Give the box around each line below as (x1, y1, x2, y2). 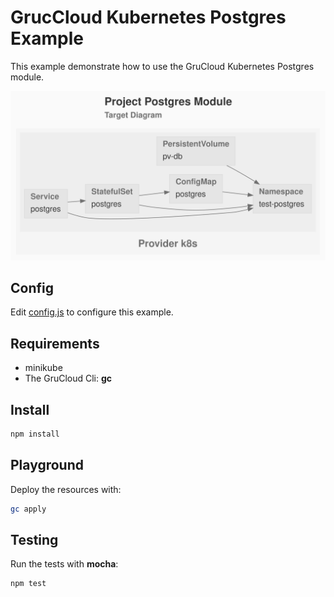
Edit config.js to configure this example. (10, 306, 174, 318)
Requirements (10, 335, 100, 352)
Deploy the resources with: (10, 483, 122, 495)
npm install (10, 429, 60, 440)
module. (10, 71, 45, 83)
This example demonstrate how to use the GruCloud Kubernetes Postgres (10, 60, 315, 72)
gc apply (10, 504, 47, 514)
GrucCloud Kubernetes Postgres (10, 6, 287, 29)
